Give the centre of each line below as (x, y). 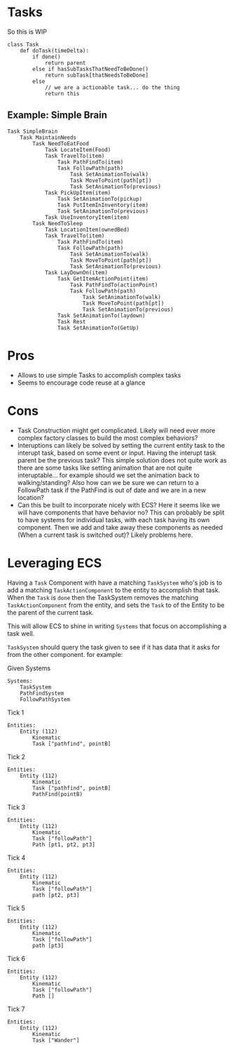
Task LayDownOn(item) (76, 272)
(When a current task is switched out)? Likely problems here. (105, 535)
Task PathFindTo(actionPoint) (114, 285)
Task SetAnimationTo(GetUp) (98, 328)
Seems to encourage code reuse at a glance (81, 383)
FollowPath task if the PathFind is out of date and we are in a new (112, 490)
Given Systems (29, 668)
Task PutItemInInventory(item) (103, 205)
